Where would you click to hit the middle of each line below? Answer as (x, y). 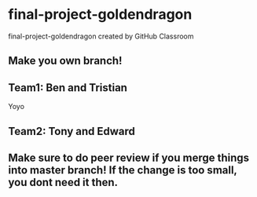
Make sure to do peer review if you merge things (129, 157)
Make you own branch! (65, 61)
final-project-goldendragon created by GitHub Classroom (101, 36)
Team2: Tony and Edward (72, 131)
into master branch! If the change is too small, (123, 170)
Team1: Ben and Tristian (68, 88)
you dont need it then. (63, 182)
